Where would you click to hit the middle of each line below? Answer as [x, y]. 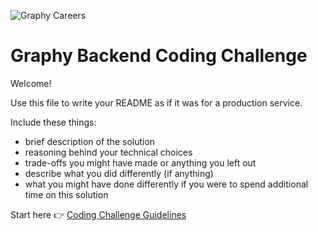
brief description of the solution [90, 141]
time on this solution [66, 194]
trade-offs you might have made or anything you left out [140, 162]
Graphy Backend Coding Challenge [159, 56]
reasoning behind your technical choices [108, 152]
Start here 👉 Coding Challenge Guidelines [98, 214]
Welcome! [31, 83]
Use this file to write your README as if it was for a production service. [156, 102]
